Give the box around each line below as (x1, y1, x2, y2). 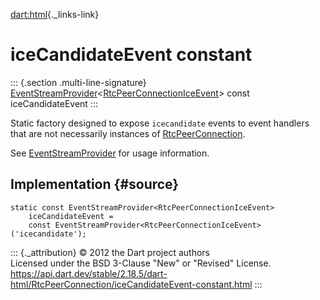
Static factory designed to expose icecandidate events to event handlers (10, 117, 310, 129)
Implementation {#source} (10, 176, 180, 193)
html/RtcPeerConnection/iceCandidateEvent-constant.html (10, 278, 253, 290)
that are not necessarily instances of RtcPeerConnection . (10, 127, 246, 139)
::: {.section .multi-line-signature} (10, 76, 147, 88)
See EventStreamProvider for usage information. (10, 147, 210, 159)
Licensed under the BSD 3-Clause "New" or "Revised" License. (10, 257, 272, 269)
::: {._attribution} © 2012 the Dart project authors (10, 246, 210, 258)
